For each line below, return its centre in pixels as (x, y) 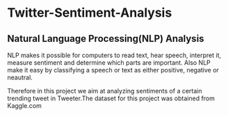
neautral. (20, 77)
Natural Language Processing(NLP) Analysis (106, 39)
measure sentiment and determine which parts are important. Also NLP (109, 63)
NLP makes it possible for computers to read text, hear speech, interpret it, (114, 55)
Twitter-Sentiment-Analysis (90, 13)
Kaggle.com (24, 106)
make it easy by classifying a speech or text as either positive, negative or (113, 70)
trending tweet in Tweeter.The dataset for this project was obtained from (111, 98)
